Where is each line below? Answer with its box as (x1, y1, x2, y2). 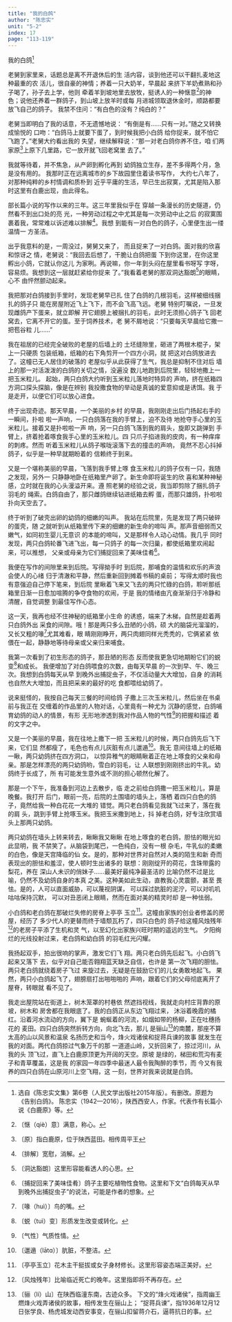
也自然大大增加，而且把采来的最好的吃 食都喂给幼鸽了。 (8, 679, 167, 687)
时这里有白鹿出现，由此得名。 (8, 187, 92, 195)
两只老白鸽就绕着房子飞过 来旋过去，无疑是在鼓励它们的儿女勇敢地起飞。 (8, 966, 215, 974)
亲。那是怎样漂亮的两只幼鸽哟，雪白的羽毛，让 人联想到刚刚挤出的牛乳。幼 (8, 760, 221, 769)
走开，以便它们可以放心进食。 (13, 392, 98, 400)
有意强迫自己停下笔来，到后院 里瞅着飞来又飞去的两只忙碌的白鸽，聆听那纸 (8, 580, 221, 589)
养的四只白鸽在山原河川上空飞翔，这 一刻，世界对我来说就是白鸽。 (8, 1067, 197, 1075)
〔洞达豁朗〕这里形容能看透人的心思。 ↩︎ (17, 1164, 134, 1172)
